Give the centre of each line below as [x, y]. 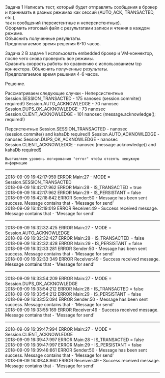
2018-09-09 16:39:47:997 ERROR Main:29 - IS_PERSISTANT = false [73, 345]
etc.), [10, 17]
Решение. [15, 84]
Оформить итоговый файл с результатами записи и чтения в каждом [78, 28]
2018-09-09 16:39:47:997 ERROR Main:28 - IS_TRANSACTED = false [75, 340]
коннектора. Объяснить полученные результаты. [57, 69]
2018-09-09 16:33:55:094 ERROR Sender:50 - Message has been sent [77, 299]
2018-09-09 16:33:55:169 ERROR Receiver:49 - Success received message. [82, 310]
